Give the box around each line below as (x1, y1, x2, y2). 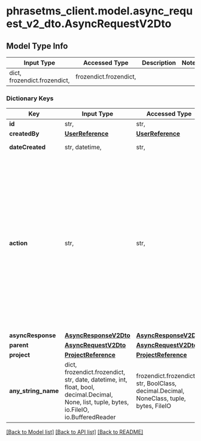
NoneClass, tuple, (136, 394, 187, 403)
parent (9, 341, 29, 349)
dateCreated (9, 143, 46, 151)
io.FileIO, (65, 406, 90, 414)
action (9, 239, 28, 247)
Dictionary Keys (6, 94, 54, 103)
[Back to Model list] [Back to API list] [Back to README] (6, 428, 144, 436)
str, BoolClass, (136, 379, 177, 388)
